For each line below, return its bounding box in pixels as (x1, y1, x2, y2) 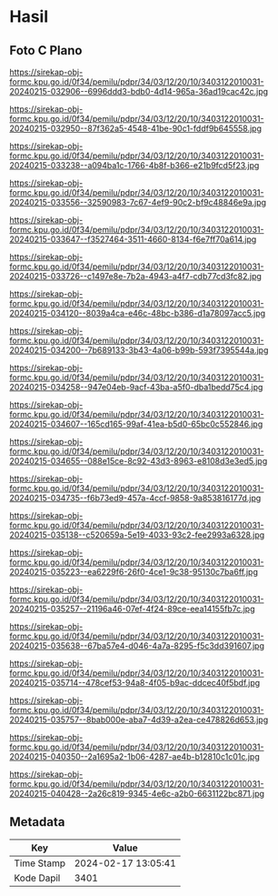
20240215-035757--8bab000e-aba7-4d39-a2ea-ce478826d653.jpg (9, 714, 269, 725)
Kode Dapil (14, 871, 61, 884)
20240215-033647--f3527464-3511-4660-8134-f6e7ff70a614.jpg (9, 234, 257, 245)
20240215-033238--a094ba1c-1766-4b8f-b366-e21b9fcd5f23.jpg (9, 160, 260, 170)
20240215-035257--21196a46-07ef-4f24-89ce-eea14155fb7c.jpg (9, 603, 256, 614)
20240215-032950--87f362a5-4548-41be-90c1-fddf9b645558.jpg (9, 123, 262, 134)
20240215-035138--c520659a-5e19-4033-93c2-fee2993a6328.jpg (9, 529, 265, 540)
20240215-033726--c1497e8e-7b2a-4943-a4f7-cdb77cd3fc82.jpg (9, 271, 262, 281)
